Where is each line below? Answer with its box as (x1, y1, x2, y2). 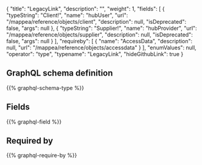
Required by (6, 136, 54, 146)
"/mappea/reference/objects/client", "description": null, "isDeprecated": (6, 18, 187, 25)
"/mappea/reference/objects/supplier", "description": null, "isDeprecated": (6, 31, 193, 38)
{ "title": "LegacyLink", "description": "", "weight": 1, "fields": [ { (6, 5, 165, 12)
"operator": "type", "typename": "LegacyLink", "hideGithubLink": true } (6, 51, 184, 57)
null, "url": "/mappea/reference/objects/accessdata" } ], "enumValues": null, (6, 44, 197, 51)
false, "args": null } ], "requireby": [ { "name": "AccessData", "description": (6, 38, 193, 44)
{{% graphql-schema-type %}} (6, 84, 85, 91)
